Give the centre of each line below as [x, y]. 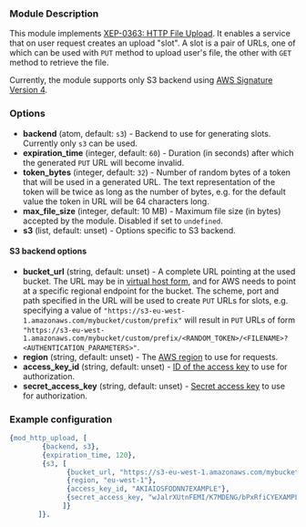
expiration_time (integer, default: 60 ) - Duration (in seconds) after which [158, 152]
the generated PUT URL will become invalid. [103, 162]
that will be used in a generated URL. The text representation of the [149, 181]
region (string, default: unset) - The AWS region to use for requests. [150, 356]
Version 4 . [29, 90]
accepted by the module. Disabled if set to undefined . [122, 221]
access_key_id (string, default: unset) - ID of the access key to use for [155, 367]
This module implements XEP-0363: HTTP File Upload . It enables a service [150, 34]
